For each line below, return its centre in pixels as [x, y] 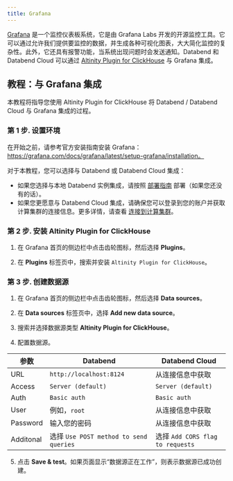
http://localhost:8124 [87, 374]
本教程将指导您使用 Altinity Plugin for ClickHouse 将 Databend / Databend [112, 102]
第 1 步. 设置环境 [34, 130]
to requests [175, 445]
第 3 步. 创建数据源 [38, 282]
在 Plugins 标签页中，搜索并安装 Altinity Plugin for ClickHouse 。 [114, 262]
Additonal [26, 439]
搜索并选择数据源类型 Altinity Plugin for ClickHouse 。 [95, 328]
